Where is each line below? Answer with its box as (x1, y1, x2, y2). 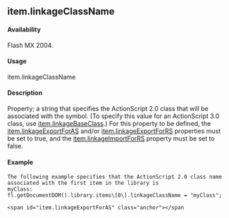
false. (7, 142, 23, 150)
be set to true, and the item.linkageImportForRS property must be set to (7, 134, 215, 143)
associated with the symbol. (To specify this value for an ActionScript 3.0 (7, 112, 220, 120)
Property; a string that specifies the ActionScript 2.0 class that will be (7, 105, 209, 113)
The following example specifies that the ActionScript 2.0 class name (7, 174, 222, 181)
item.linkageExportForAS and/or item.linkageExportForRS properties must (7, 127, 221, 135)
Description (7, 89, 43, 97)
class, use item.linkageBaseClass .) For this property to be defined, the (7, 120, 211, 127)
